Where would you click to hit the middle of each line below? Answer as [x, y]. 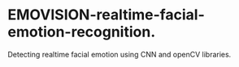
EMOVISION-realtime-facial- [106, 15]
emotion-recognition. [82, 32]
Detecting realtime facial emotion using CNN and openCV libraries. [119, 54]
